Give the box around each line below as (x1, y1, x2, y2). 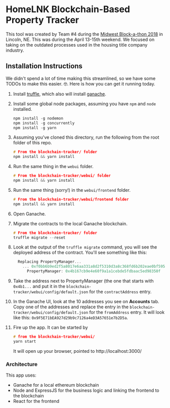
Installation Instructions (6, 62, 83, 70)
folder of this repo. (13, 140, 52, 146)
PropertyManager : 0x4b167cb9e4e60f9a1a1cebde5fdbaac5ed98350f (26, 269, 161, 274)
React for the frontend (13, 398, 60, 404)
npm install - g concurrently (13, 120, 75, 126)
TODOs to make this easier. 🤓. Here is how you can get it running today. (6, 80, 156, 87)
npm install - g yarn (13, 125, 57, 130)
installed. (13, 106, 32, 112)
